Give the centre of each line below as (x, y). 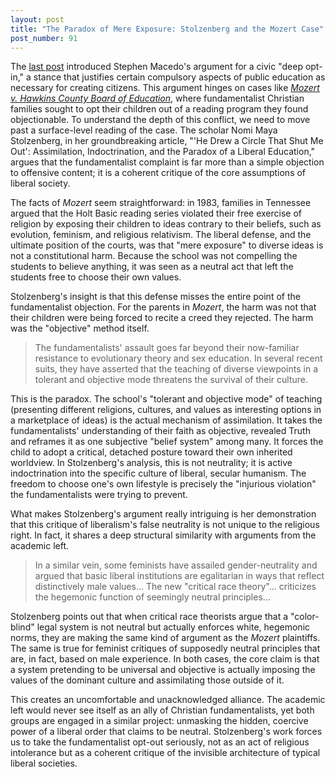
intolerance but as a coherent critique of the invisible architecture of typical (165, 753)
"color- (304, 617)
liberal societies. (44, 763)
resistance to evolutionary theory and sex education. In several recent (178, 358)
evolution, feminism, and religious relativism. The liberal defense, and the (161, 235)
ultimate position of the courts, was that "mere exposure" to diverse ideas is (167, 245)
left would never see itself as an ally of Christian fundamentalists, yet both (162, 710)
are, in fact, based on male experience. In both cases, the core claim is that (165, 659)
